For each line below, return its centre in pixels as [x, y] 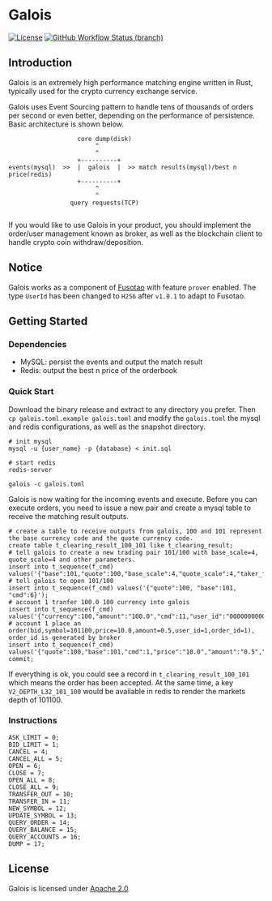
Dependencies [38, 344]
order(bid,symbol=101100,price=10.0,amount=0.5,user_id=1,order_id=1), [132, 630]
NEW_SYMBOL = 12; [38, 809]
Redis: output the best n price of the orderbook [99, 371]
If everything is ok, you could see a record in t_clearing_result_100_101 [129, 674]
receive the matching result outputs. [69, 516]
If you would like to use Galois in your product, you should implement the [130, 225]
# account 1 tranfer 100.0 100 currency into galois [99, 602]
